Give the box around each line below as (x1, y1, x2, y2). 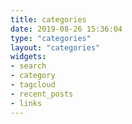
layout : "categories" (10, 42, 101, 53)
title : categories (10, 14, 87, 25)
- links (10, 98, 43, 108)
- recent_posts (10, 89, 74, 99)
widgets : (10, 52, 47, 62)
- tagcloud (10, 80, 56, 90)
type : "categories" (10, 33, 92, 43)
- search (10, 61, 47, 71)
